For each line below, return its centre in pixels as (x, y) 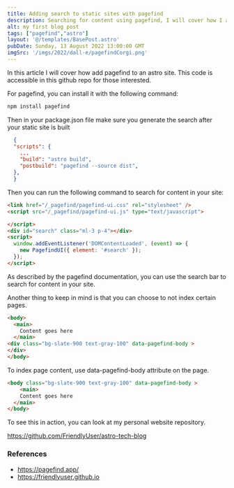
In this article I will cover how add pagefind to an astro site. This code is (110, 72)
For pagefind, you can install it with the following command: (93, 93)
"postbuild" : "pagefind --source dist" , (79, 166)
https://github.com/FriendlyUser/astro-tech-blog (77, 436)
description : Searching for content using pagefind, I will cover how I (115, 20)
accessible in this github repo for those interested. (79, 80)
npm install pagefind (39, 106)
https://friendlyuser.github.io (58, 477)
